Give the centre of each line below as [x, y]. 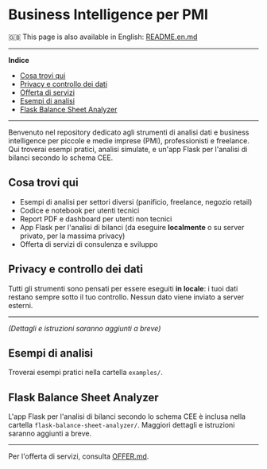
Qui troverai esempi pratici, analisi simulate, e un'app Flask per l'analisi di [128, 149]
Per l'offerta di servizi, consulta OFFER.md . [79, 456]
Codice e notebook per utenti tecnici [79, 210]
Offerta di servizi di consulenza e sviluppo [89, 244]
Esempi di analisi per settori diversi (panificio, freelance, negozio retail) [136, 201]
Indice [19, 60]
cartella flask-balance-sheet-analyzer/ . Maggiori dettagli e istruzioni [122, 425]
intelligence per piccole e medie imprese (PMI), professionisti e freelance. [129, 140]
